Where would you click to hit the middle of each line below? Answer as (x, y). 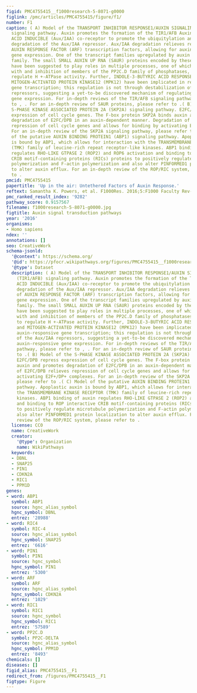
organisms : (19, 224)
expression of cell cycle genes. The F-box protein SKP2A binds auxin (99, 115)
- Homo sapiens (25, 229)
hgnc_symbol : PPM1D (35, 649)
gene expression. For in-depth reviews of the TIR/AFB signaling (93, 98)
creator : (22, 436)
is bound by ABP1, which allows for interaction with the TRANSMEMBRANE (102, 142)
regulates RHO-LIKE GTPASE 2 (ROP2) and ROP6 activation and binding (98, 153)
